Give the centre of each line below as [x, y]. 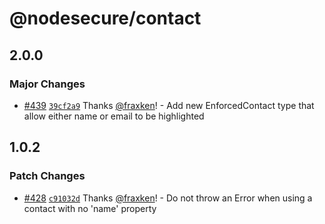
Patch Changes [47, 176]
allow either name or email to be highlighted [114, 116]
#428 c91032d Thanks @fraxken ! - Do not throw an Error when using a [168, 198]
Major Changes [47, 84]
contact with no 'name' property [90, 208]
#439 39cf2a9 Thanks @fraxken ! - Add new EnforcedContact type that [169, 105]
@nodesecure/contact [105, 18]
